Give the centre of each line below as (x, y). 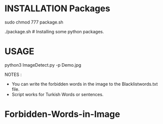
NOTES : (13, 74)
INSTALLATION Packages (57, 9)
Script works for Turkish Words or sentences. (57, 94)
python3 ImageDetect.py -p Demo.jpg (43, 65)
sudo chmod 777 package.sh (34, 22)
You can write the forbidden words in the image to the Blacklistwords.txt (85, 84)
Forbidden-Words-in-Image (62, 114)
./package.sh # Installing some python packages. (54, 31)
